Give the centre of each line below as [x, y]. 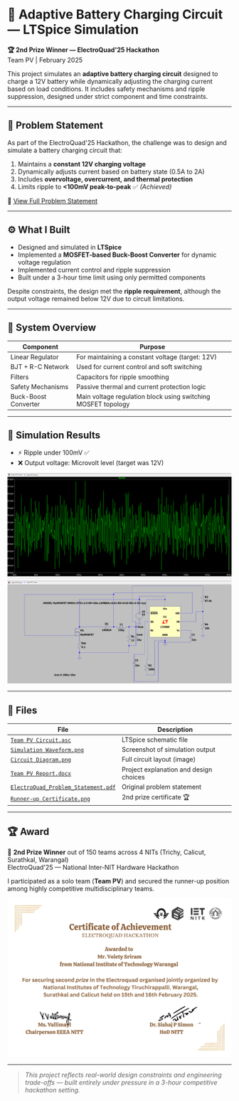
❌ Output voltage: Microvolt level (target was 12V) [91, 463]
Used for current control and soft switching [139, 367]
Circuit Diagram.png [41, 760]
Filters [20, 377]
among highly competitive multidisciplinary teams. [81, 889]
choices [133, 777]
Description [175, 729]
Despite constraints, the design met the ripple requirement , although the [114, 291]
